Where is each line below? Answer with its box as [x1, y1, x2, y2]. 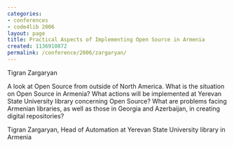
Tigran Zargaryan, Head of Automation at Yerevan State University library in [7, 125, 226, 134]
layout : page [7, 29, 46, 37]
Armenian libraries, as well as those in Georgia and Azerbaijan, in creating [7, 104, 221, 113]
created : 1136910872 [7, 43, 68, 50]
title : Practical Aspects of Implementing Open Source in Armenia [7, 36, 205, 43]
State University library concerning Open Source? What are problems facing [7, 97, 227, 105]
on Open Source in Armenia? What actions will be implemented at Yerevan [7, 89, 222, 98]
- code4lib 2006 [7, 23, 55, 30]
